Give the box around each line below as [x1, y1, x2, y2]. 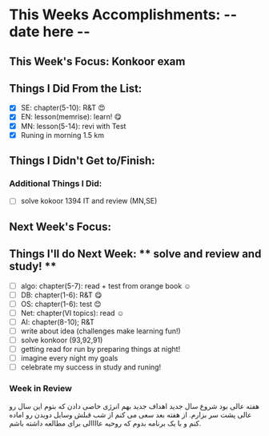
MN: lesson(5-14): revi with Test [20, 121, 126, 131]
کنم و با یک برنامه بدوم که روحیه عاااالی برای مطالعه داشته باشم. [9, 418, 202, 428]
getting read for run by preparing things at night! [20, 345, 181, 354]
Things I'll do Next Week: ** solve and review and [9, 247, 262, 261]
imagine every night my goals [20, 353, 118, 363]
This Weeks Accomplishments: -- [9, 6, 238, 24]
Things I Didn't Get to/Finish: [9, 154, 155, 168]
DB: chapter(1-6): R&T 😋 [20, 290, 102, 300]
